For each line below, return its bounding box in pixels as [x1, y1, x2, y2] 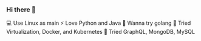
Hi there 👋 [6, 5, 36, 14]
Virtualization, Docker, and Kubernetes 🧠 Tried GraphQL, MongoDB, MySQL [6, 28, 196, 36]
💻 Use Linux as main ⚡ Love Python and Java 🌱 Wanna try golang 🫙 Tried [6, 19, 191, 27]
